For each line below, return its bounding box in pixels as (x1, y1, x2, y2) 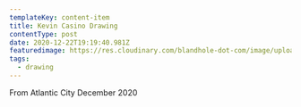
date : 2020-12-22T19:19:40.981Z (9, 37, 130, 47)
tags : (9, 54, 30, 63)
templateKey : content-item (9, 12, 110, 22)
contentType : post (9, 29, 78, 38)
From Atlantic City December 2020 (9, 86, 138, 98)
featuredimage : (9, 46, 66, 55)
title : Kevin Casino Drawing (9, 21, 118, 30)
